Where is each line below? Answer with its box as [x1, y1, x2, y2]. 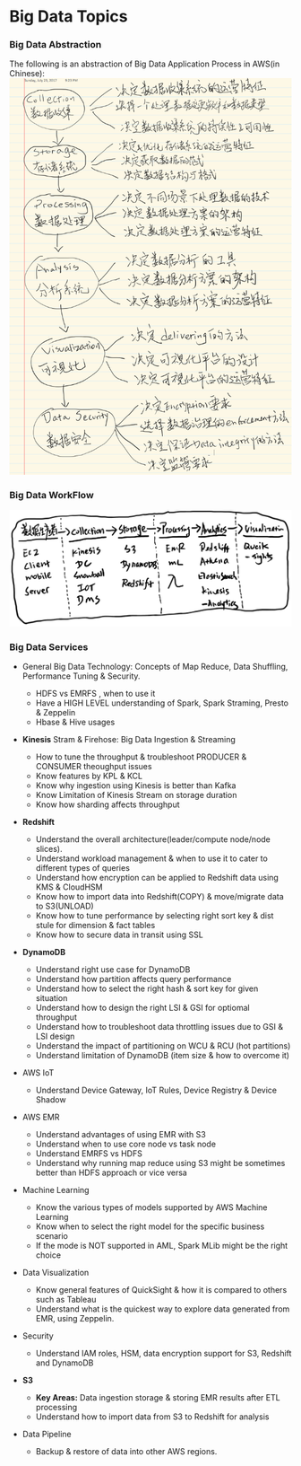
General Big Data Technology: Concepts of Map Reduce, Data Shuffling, [21, 662, 288, 672]
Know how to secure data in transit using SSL [35, 929, 203, 940]
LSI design [35, 1031, 75, 1042]
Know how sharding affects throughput [35, 799, 181, 810]
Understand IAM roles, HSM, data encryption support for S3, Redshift [35, 1348, 292, 1359]
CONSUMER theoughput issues [35, 761, 152, 772]
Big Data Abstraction [9, 39, 102, 51]
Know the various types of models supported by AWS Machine [35, 1202, 268, 1213]
